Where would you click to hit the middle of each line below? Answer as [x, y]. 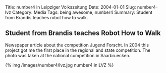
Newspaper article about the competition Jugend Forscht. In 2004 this [77, 45]
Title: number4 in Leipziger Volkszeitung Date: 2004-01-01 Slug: [71, 7]
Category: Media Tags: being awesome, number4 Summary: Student [82, 12]
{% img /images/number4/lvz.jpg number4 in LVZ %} [59, 65]
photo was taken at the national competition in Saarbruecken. [68, 55]
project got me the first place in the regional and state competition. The [78, 50]
